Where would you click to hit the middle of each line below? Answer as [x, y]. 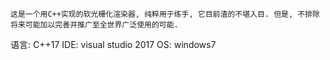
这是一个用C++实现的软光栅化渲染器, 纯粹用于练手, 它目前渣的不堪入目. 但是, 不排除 [165, 14]
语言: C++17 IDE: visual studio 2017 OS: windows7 [113, 44]
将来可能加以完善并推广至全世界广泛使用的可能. [94, 25]
